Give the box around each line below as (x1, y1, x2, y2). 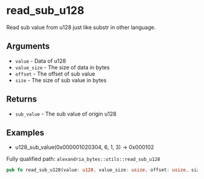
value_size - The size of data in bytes (15, 63, 110, 71)
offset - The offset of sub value (15, 70, 95, 77)
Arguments (6, 41, 50, 51)
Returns (6, 94, 38, 105)
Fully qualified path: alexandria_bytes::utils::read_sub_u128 (6, 155, 160, 163)
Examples (6, 128, 44, 138)
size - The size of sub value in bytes (15, 76, 107, 83)
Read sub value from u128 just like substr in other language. (6, 24, 156, 31)
